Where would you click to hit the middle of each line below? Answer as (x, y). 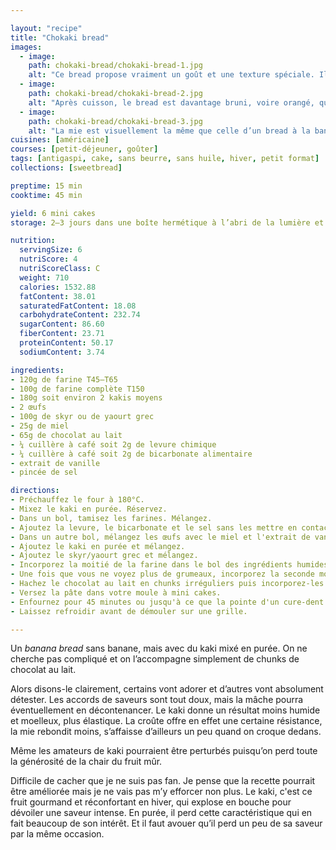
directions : (35, 491)
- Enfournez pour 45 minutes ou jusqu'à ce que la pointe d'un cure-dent (167, 602)
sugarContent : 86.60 (62, 324)
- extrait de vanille (55, 463)
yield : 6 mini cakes (53, 213)
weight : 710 (44, 277)
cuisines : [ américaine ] (60, 140)
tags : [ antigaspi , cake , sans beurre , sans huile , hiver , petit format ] (165, 159)
